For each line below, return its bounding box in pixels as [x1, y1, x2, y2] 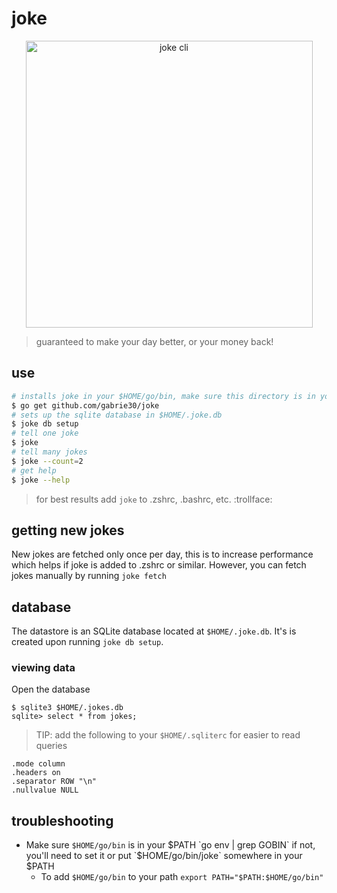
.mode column [11, 759, 66, 769]
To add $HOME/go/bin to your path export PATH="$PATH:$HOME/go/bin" [40, 871, 324, 883]
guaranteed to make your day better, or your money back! [35, 335, 274, 347]
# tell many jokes [11, 447, 88, 457]
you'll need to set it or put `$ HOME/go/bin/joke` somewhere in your [25, 850, 303, 862]
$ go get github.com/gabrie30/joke [11, 400, 160, 411]
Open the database [11, 683, 91, 696]
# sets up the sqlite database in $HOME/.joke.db [11, 410, 223, 420]
